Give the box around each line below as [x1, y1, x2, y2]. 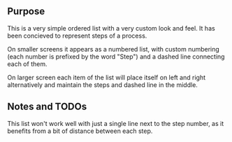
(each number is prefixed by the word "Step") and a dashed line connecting [7, 52, 225, 61]
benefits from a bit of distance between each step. [7, 127, 153, 135]
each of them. [7, 59, 48, 68]
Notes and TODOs [7, 101, 87, 113]
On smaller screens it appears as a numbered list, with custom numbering [7, 45, 220, 53]
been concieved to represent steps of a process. [7, 31, 147, 40]
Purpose [7, 6, 45, 17]
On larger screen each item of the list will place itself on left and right [7, 73, 206, 81]
